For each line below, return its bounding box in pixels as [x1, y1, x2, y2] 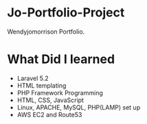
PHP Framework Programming [16, 88, 103, 97]
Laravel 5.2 [16, 74, 49, 82]
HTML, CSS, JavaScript [16, 96, 84, 104]
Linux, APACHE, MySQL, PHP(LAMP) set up [16, 103, 141, 111]
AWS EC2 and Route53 [16, 110, 82, 119]
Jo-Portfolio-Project [7, 5, 125, 21]
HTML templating [16, 81, 67, 90]
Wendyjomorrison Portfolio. [7, 27, 85, 36]
